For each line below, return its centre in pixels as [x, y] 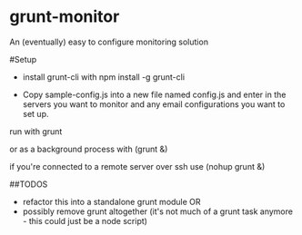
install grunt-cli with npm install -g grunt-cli [103, 77]
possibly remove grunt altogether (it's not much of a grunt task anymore [158, 211]
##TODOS [29, 184]
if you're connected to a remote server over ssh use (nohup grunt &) [137, 166]
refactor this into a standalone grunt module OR [112, 201]
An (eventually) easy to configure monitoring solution [109, 42]
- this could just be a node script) [85, 220]
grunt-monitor [65, 17]
